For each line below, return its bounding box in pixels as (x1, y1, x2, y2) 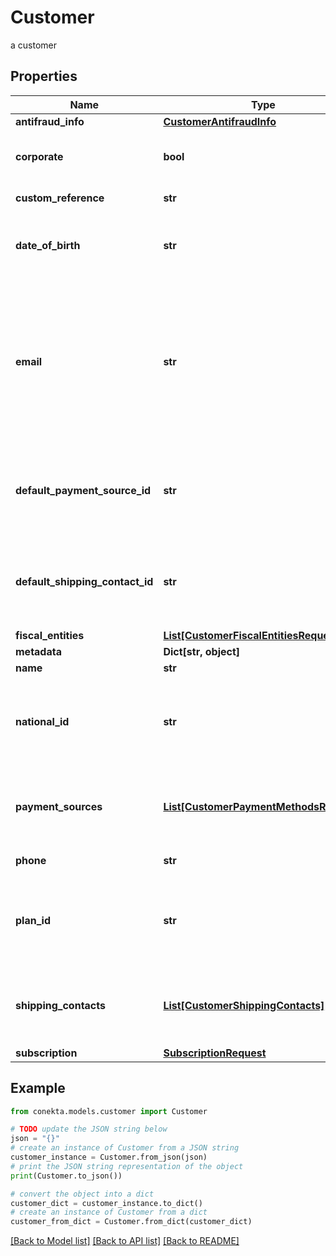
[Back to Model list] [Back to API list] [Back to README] (10, 1235, 240, 1247)
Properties (10, 68, 78, 85)
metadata (15, 644, 62, 658)
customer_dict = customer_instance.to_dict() (10, 1198, 203, 1208)
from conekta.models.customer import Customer (10, 1106, 208, 1116)
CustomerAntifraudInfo (163, 114, 277, 128)
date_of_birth (15, 238, 81, 252)
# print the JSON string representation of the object (10, 1161, 244, 1171)
